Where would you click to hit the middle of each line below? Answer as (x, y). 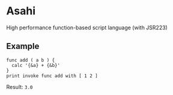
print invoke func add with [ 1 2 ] (52, 76)
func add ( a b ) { (31, 60)
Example (23, 46)
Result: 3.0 (20, 87)
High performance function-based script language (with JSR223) (87, 27)
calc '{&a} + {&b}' (36, 65)
